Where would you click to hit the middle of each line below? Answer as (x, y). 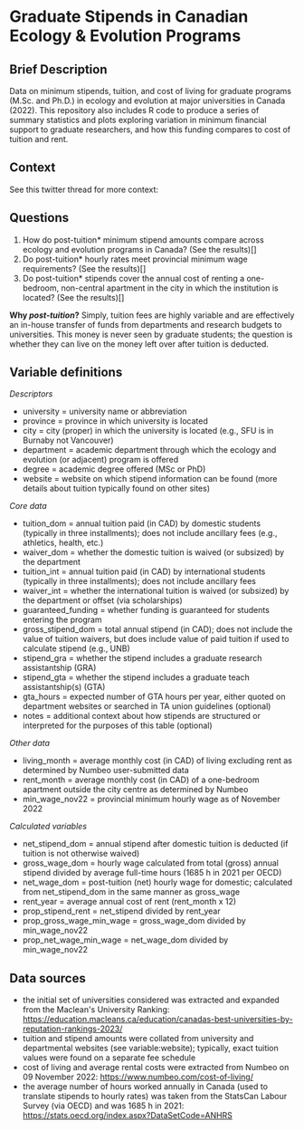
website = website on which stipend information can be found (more (150, 479)
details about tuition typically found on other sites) (116, 488)
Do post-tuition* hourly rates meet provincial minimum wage (135, 259)
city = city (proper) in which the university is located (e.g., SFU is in (148, 431)
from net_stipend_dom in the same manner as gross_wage (131, 892)
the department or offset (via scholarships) (102, 600)
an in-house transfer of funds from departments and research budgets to (146, 324)
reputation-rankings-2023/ (72, 1029)
